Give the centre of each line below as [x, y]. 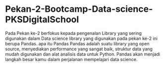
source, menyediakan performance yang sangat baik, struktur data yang [79, 49]
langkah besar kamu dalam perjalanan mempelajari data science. [71, 59]
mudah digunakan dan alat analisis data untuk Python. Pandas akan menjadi [82, 54]
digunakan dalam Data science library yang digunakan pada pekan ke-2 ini [81, 38]
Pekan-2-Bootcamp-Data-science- [79, 9]
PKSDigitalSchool [42, 19]
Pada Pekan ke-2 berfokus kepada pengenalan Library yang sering [74, 33]
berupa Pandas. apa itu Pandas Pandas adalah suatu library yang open [77, 43]
